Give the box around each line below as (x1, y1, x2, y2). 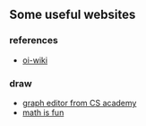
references (9, 34, 58, 47)
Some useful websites (9, 7, 136, 22)
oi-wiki (21, 54, 47, 66)
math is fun (21, 107, 64, 118)
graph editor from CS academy (21, 97, 137, 108)
